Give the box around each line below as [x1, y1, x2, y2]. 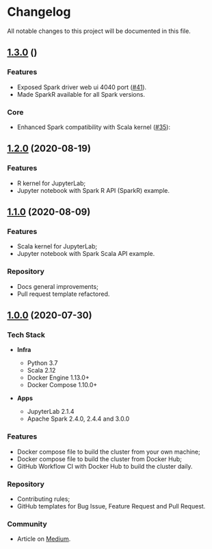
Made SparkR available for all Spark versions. [16, 90, 146, 98]
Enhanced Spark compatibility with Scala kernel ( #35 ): [16, 123, 171, 131]
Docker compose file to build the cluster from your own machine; [16, 447, 200, 456]
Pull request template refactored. [16, 290, 110, 298]
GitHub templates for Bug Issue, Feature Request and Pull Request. [16, 502, 206, 510]
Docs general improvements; [16, 282, 99, 290]
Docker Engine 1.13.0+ [27, 373, 90, 382]
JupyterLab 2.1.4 [27, 408, 75, 416]
